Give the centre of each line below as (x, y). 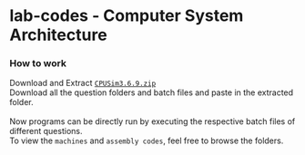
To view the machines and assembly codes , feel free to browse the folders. (147, 140)
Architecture (58, 35)
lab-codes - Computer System (127, 16)
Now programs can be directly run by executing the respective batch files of (152, 121)
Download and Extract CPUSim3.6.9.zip (83, 83)
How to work (38, 63)
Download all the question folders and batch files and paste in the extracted (152, 92)
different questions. (46, 131)
